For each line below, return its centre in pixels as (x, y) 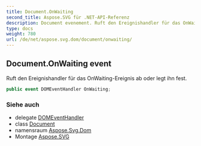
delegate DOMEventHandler (49, 117)
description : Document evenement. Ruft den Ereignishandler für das (93, 23)
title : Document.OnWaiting (40, 12)
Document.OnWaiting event (59, 64)
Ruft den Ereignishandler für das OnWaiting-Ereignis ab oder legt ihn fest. (97, 78)
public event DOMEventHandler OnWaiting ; (59, 89)
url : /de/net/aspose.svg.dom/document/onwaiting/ (69, 39)
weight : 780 (21, 34)
